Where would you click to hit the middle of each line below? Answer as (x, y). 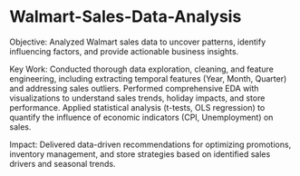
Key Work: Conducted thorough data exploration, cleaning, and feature (141, 69)
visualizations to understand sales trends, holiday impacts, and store (137, 98)
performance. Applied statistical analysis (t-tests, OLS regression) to (137, 107)
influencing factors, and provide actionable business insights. (124, 51)
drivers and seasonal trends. (63, 163)
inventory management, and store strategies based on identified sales (140, 154)
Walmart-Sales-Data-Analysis (126, 17)
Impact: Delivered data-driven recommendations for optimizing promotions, (150, 144)
